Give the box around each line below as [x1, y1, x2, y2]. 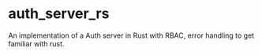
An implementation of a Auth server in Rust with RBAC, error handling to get [8, 31, 255, 40]
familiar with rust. [8, 38, 65, 48]
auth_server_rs [8, 5, 110, 23]
